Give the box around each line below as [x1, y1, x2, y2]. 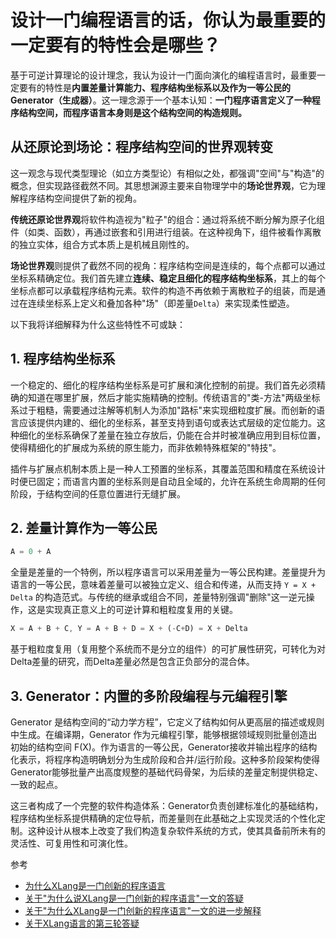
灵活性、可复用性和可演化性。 [10, 837, 133, 849]
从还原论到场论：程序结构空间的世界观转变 [10, 139, 273, 156]
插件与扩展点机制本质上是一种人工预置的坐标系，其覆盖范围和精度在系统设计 [10, 462, 326, 475]
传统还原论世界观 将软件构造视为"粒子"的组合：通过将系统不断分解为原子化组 [10, 213, 326, 225]
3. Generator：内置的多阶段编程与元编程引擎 [10, 687, 288, 705]
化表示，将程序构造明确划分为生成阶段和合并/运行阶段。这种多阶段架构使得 [10, 753, 321, 765]
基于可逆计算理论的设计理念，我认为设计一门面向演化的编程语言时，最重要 [10, 69, 317, 81]
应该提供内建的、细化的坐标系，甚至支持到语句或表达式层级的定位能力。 [18, 416, 317, 428]
